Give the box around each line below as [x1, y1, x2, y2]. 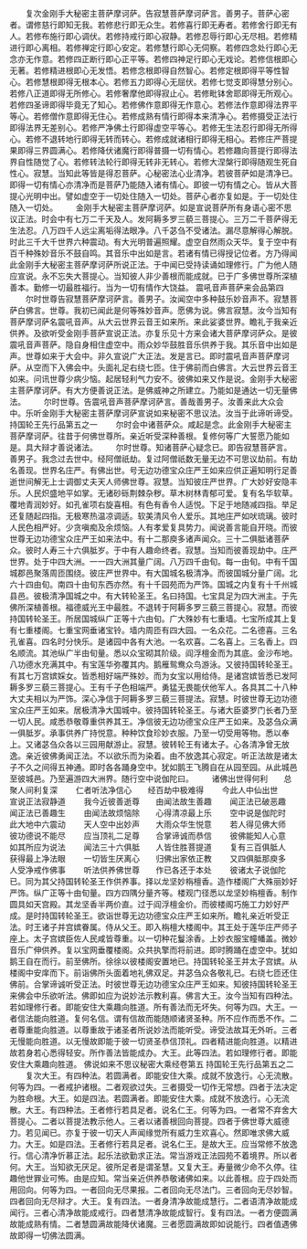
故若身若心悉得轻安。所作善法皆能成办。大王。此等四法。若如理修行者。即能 [9, 1047, 298, 1058]
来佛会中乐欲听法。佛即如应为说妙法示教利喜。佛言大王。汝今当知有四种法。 [9, 990, 298, 1000]
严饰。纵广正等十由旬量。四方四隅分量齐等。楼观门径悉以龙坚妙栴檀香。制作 [9, 887, 298, 898]
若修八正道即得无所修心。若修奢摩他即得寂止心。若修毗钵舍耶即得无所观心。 [9, 88, 298, 99]
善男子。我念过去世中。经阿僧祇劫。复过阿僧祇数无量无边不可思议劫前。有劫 [9, 453, 298, 464]
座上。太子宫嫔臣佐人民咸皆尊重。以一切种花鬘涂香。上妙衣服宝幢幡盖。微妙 [9, 933, 298, 944]
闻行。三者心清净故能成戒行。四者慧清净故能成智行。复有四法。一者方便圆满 [9, 1207, 298, 1218]
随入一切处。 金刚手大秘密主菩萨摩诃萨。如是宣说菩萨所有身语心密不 [9, 202, 284, 213]
